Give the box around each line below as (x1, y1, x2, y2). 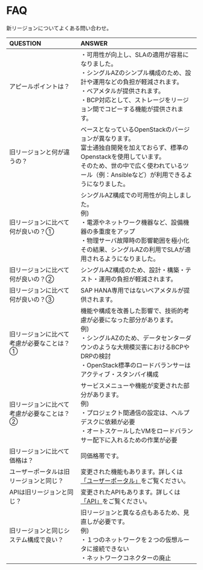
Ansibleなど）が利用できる (111, 170, 187, 179)
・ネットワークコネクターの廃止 (80, 554, 172, 562)
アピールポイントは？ (9, 82, 71, 91)
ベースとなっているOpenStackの (80, 125, 172, 134)
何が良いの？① (9, 227, 54, 236)
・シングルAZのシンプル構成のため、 (80, 68, 185, 77)
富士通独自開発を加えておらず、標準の (80, 143, 188, 152)
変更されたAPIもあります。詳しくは (80, 488, 181, 496)
